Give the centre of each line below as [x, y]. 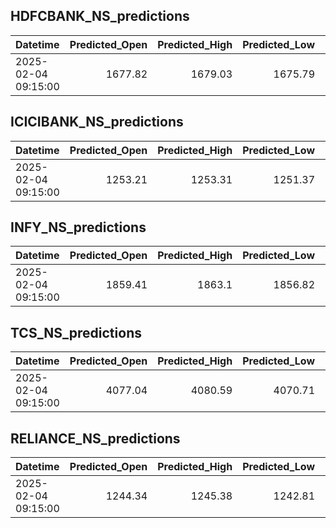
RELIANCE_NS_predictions [95, 438]
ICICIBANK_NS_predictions [97, 122]
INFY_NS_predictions [78, 227]
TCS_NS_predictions [76, 332]
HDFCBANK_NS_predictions [100, 16]
